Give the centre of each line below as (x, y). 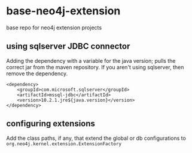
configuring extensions (51, 124)
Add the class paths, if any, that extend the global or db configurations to (96, 138)
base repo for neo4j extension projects (54, 27)
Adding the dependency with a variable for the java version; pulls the (91, 60)
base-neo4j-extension (63, 11)
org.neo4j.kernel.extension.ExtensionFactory (64, 144)
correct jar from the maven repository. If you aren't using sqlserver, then (95, 67)
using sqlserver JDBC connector (68, 46)
